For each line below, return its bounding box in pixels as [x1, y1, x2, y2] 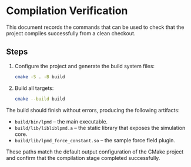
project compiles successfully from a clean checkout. [6, 29, 136, 36]
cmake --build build [14, 96, 65, 102]
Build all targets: [14, 84, 54, 92]
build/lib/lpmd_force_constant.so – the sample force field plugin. [14, 136, 175, 143]
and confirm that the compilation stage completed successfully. [6, 154, 160, 161]
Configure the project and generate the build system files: [14, 62, 155, 69]
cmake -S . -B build [14, 74, 65, 80]
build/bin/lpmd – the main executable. [14, 118, 108, 125]
